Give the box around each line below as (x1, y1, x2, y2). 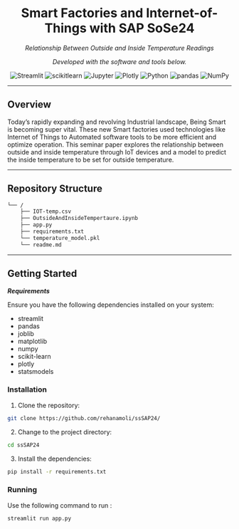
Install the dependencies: (17, 454, 92, 463)
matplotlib (17, 337, 48, 345)
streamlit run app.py (7, 515, 72, 522)
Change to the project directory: (17, 427, 112, 436)
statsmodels (17, 367, 54, 375)
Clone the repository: (17, 401, 80, 409)
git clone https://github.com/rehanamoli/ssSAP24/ (7, 414, 161, 421)
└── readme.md (20, 241, 62, 248)
